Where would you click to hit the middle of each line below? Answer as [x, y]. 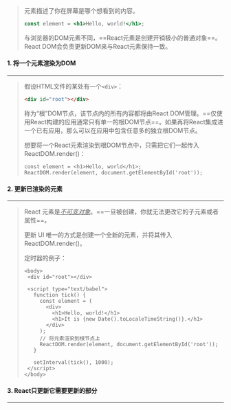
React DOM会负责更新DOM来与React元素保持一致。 [98, 46]
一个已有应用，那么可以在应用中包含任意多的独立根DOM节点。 [112, 130]
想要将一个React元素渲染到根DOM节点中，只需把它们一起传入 [111, 145]
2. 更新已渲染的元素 [35, 189]
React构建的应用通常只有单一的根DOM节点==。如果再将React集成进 [126, 122]
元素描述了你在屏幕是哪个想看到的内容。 [81, 11]
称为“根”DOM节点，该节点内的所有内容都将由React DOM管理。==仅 [120, 113]
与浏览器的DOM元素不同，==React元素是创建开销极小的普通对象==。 [122, 38]
